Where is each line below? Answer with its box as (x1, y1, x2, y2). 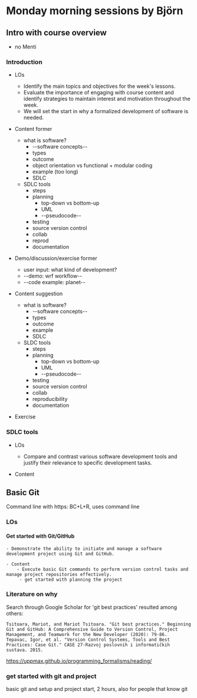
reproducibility (32, 396, 68, 403)
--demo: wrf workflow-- (23, 272, 83, 279)
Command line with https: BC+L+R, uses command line (6, 503, 140, 511)
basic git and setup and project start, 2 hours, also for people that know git (6, 686, 188, 693)
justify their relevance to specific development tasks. (23, 459, 152, 466)
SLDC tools (23, 339, 51, 346)
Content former (14, 126, 52, 133)
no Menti (14, 43, 37, 50)
